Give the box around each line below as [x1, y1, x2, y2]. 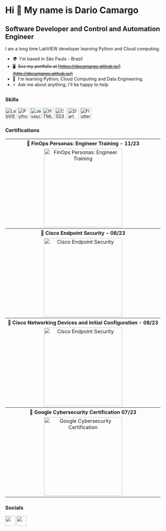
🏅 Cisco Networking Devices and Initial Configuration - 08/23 [7, 319, 158, 326]
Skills [5, 96, 19, 103]
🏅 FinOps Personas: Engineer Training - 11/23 [26, 140, 139, 147]
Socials [5, 504, 23, 511]
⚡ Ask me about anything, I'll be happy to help [12, 81, 108, 87]
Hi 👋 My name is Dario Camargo [5, 5, 139, 16]
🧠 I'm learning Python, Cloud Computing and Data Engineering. [12, 76, 144, 82]
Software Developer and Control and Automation [5, 25, 160, 33]
